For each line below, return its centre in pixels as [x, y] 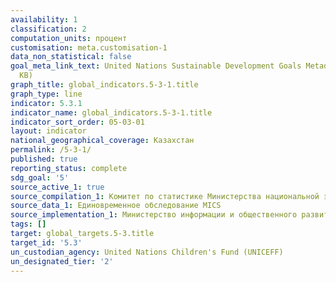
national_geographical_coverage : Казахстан [102, 141]
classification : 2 [48, 29]
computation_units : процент [69, 38]
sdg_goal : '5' [40, 177]
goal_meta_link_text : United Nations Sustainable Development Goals [156, 66]
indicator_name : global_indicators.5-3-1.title [111, 112]
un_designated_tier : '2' [62, 261]
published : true [44, 159]
